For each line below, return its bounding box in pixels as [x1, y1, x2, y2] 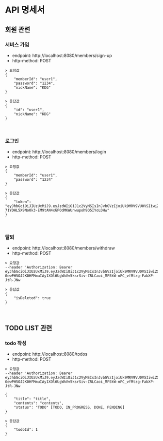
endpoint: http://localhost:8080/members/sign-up [12, 52, 113, 58]
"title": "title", [14, 397, 51, 402]
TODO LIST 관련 [5, 324, 52, 332]
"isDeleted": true [14, 296, 51, 301]
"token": [14, 199, 32, 205]
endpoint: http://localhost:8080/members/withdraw [12, 245, 115, 251]
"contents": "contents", [14, 401, 64, 406]
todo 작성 [5, 340, 27, 346]
